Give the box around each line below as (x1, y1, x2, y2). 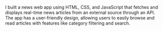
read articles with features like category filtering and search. (5, 20, 130, 26)
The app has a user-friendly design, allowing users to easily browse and (5, 15, 155, 20)
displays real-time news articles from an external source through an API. (5, 9, 155, 15)
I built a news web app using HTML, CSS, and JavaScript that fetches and (5, 4, 158, 10)
